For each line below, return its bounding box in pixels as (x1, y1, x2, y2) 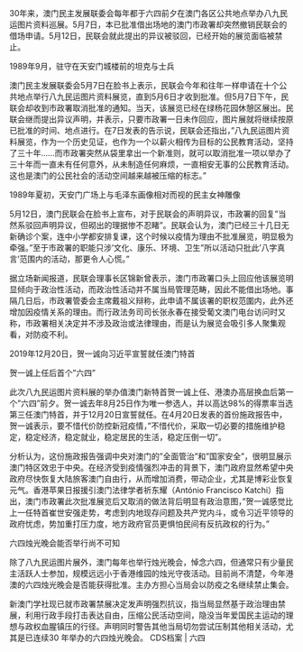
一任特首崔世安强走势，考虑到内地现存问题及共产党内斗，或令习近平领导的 (16, 508, 294, 518)
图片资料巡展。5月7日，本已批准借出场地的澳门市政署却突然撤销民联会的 (16, 19, 288, 30)
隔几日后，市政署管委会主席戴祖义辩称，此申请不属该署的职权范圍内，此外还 (9, 296, 294, 306)
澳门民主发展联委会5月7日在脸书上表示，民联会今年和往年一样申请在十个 (9, 80, 280, 90)
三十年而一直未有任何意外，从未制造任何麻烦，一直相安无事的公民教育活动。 (9, 159, 294, 170)
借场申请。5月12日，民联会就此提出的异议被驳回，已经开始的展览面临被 (9, 31, 275, 41)
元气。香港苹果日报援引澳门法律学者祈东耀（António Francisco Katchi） (9, 485, 277, 495)
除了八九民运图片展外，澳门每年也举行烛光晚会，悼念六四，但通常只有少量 (9, 557, 286, 567)
